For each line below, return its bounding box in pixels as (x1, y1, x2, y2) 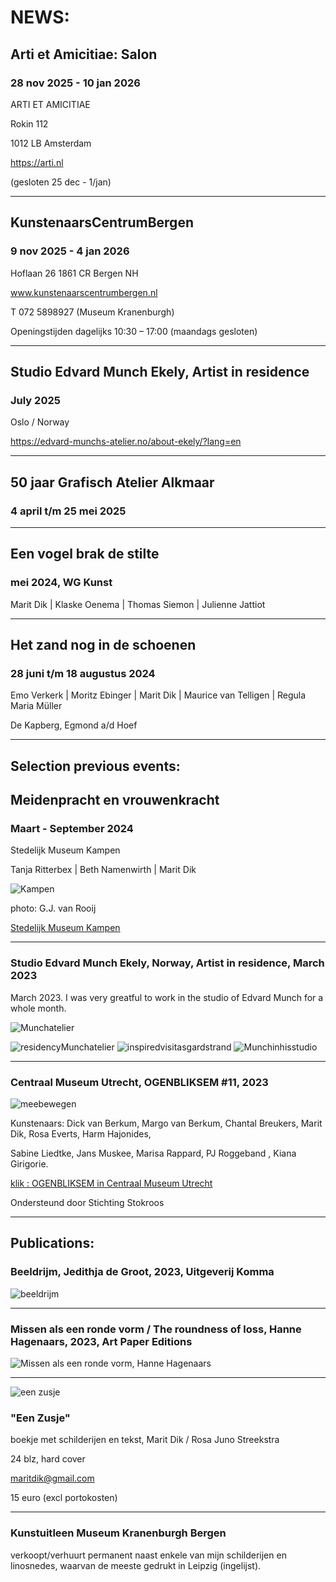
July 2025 (10, 393, 61, 407)
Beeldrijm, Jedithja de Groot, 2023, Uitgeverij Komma (10, 1265, 275, 1279)
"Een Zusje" (10, 1411, 71, 1425)
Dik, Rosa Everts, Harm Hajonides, (10, 1127, 152, 1140)
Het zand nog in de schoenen (10, 637, 197, 654)
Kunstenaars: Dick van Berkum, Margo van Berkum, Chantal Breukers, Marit (10, 1117, 323, 1129)
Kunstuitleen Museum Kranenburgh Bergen (10, 1526, 227, 1540)
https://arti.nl (10, 156, 64, 168)
